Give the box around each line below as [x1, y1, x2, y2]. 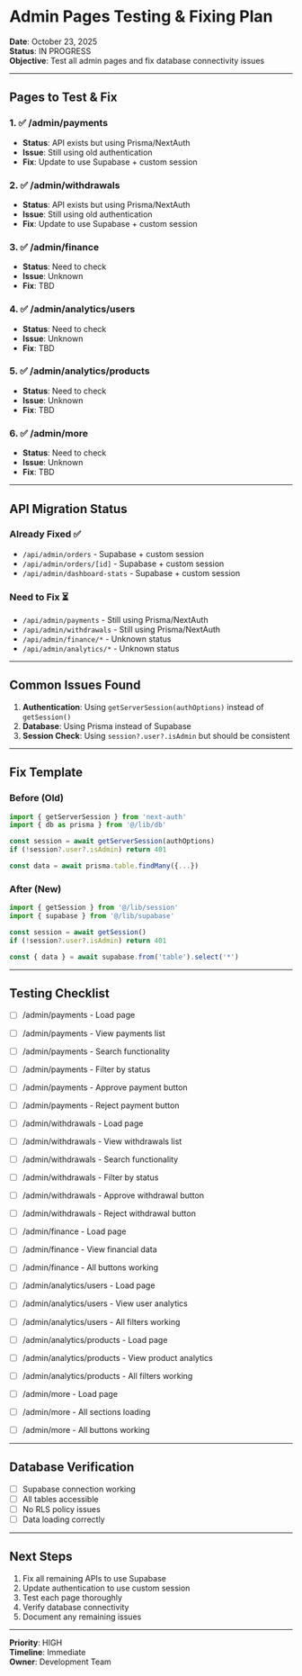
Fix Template [9, 765, 84, 780]
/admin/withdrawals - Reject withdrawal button [22, 1208, 196, 1219]
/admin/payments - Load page [22, 1010, 136, 1021]
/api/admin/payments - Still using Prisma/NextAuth [22, 615, 209, 626]
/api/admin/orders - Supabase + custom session [22, 548, 204, 559]
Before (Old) [9, 792, 65, 805]
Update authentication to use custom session [22, 1582, 191, 1593]
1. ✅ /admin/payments [9, 117, 109, 130]
